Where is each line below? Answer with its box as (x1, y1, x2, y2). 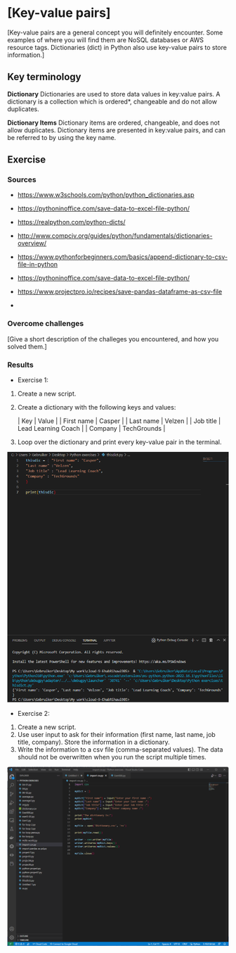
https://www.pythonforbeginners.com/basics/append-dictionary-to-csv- (17, 253, 228, 261)
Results (7, 360, 34, 370)
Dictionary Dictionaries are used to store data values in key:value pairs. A (7, 89, 221, 98)
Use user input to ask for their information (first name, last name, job (17, 731, 216, 739)
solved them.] (7, 342, 47, 351)
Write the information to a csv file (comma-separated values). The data (17, 745, 223, 754)
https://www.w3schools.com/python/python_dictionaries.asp (17, 191, 195, 199)
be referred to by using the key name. (7, 133, 117, 141)
